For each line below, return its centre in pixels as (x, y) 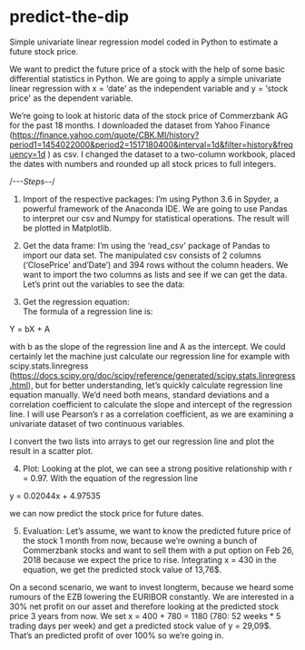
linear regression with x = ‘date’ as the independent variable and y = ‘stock (149, 88)
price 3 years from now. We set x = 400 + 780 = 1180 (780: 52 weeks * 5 (145, 616)
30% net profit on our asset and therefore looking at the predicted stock (144, 606)
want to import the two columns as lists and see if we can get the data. (155, 274)
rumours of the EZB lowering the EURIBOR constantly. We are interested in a (152, 596)
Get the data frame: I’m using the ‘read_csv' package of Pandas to (146, 245)
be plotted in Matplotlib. (67, 228)
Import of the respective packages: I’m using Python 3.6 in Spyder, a (151, 199)
